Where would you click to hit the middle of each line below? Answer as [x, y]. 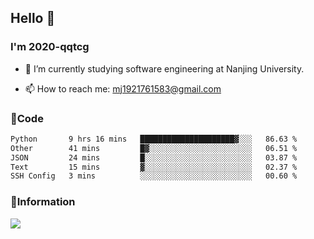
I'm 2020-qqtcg [50, 47]
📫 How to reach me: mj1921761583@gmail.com [123, 88]
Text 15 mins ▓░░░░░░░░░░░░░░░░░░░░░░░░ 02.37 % [154, 167]
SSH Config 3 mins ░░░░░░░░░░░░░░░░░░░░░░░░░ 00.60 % [154, 176]
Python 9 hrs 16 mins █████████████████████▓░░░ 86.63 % [154, 139]
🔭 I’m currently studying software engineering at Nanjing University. [164, 68]
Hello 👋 [33, 18]
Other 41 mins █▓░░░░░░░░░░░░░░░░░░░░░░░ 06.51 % [154, 148]
